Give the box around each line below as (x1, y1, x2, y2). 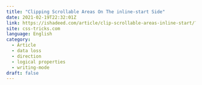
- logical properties (11, 59, 66, 65)
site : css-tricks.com (6, 25, 61, 32)
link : (6, 20, 20, 26)
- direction (11, 53, 42, 59)
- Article (11, 42, 36, 48)
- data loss (11, 48, 42, 54)
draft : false (6, 70, 39, 76)
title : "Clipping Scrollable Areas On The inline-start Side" (6, 8, 165, 15)
